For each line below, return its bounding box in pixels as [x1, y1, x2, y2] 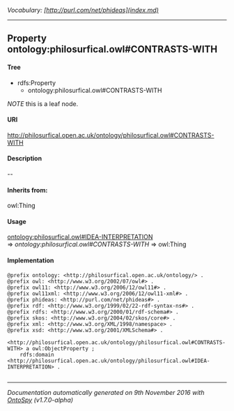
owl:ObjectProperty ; [32, 345, 95, 352]
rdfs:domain [19, 351, 54, 358]
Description [7, 154, 42, 163]
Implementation [7, 256, 54, 264]
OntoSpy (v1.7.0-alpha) [7, 396, 74, 404]
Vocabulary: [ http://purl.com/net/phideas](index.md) [7, 6, 159, 14]
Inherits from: [7, 186, 48, 194]
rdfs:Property [17, 78, 56, 87]
